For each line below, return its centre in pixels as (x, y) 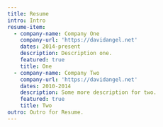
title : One (36, 66)
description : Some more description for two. (89, 92)
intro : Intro (27, 20)
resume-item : (27, 27)
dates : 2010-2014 (46, 86)
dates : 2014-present (50, 47)
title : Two (36, 106)
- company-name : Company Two (57, 73)
